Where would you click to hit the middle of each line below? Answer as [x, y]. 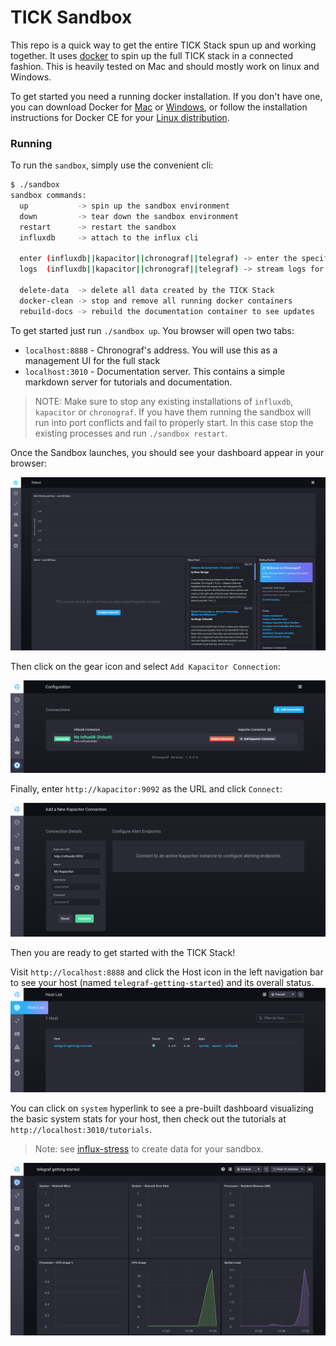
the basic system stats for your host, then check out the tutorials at [148, 1119]
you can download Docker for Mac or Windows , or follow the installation [159, 107]
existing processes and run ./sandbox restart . [131, 433]
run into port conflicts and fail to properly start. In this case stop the [174, 422]
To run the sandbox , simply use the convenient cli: [112, 165]
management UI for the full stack [92, 360]
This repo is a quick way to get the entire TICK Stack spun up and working [163, 45]
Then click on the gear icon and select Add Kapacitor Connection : [145, 666]
